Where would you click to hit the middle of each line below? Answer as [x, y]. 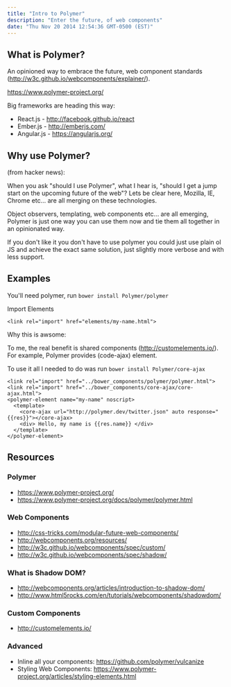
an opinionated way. [36, 229]
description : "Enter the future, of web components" [85, 20]
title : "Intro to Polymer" [46, 14]
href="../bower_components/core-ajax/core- [130, 387]
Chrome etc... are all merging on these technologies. [82, 201]
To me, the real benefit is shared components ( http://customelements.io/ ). [113, 348]
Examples [29, 279]
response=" [203, 412]
